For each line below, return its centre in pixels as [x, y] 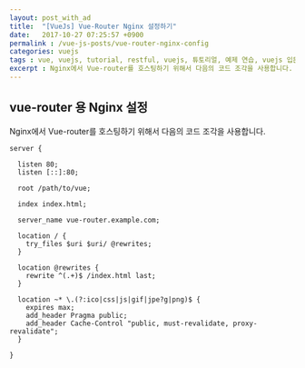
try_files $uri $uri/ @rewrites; [89, 244]
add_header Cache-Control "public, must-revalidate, [128, 323]
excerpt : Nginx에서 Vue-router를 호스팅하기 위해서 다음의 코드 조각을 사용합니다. [151, 69]
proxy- [245, 323]
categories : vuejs [44, 52]
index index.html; [53, 204]
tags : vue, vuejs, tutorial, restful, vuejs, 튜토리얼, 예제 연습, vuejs [146, 60]
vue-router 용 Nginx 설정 [79, 108]
